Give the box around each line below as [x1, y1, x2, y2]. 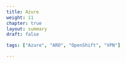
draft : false [6, 31, 39, 38]
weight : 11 [6, 15, 34, 21]
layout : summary [6, 25, 47, 32]
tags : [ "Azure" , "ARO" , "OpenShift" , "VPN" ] [6, 42, 121, 48]
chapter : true [6, 20, 42, 26]
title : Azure [6, 8, 39, 15]
